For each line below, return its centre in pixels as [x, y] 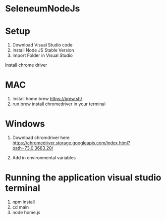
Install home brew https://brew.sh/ [47, 99]
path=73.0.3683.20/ [33, 148]
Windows [25, 124]
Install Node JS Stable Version [43, 50]
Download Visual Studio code [42, 45]
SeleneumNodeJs [43, 9]
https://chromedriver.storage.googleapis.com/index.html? [71, 143]
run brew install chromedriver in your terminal [59, 104]
